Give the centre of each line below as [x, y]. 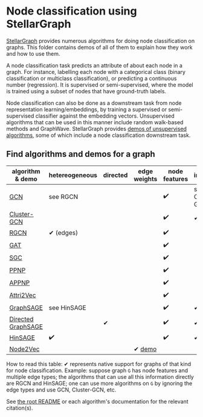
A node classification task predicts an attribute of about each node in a [95, 65]
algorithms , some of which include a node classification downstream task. [98, 135]
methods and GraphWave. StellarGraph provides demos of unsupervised [97, 128]
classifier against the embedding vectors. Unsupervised [105, 116]
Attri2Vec [23, 295]
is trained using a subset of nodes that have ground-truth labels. [86, 91]
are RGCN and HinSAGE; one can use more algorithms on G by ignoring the [99, 383]
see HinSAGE [67, 308]
